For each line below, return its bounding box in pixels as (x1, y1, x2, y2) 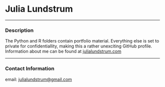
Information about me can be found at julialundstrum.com (5, 48, 122, 54)
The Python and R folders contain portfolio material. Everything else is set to (5, 38, 160, 44)
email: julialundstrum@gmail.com (5, 76, 72, 82)
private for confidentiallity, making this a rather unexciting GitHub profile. (5, 43, 152, 49)
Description (5, 27, 34, 34)
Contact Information (5, 65, 55, 72)
